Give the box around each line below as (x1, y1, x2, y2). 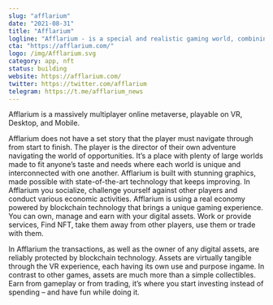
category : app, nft (8, 58, 75, 66)
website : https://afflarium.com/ (8, 72, 122, 80)
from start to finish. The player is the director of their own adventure (8, 143, 236, 152)
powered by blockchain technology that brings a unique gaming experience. (8, 203, 264, 213)
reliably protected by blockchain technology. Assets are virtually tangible (8, 253, 252, 263)
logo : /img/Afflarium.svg (8, 49, 96, 58)
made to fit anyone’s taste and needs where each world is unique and (8, 160, 241, 170)
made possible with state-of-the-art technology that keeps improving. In (8, 177, 250, 187)
